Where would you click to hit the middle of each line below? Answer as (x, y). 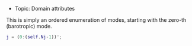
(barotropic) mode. (29, 26)
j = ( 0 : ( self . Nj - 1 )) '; (34, 37)
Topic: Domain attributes (45, 9)
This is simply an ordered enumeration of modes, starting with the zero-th (96, 20)
